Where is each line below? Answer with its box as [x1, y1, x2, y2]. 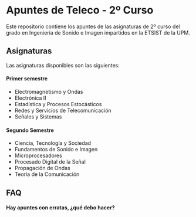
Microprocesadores [14, 152, 63, 159]
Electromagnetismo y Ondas [14, 88, 83, 95]
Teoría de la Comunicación [14, 171, 80, 178]
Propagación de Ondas [14, 165, 70, 172]
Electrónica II [14, 94, 46, 101]
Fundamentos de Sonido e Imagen [14, 146, 98, 153]
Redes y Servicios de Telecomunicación [14, 107, 111, 114]
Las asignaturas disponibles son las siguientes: [6, 62, 120, 69]
